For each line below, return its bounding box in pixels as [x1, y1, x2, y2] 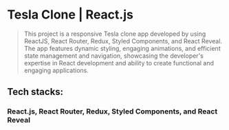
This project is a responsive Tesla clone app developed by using [23, 30, 206, 38]
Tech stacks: [7, 86, 64, 98]
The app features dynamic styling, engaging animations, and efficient [23, 44, 221, 52]
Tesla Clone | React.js [7, 7, 134, 23]
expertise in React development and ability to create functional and [23, 58, 215, 67]
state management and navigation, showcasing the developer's [23, 52, 204, 60]
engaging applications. [23, 66, 89, 74]
